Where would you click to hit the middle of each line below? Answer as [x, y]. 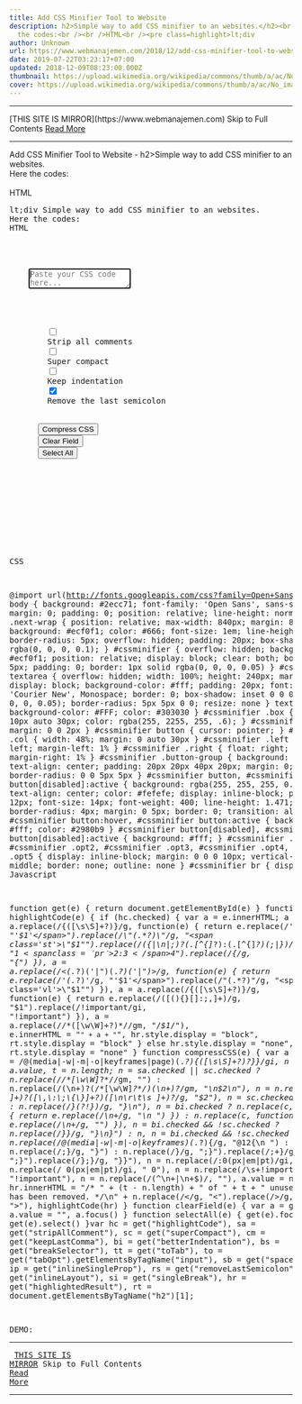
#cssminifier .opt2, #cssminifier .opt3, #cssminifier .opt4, [149, 847]
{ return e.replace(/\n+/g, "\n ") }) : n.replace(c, [130, 1115]
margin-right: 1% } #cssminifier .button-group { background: [149, 757]
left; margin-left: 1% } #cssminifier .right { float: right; [149, 748]
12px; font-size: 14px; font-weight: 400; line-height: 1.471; [151, 802]
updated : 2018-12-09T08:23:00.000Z [76, 68]
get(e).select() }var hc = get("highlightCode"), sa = [133, 1223]
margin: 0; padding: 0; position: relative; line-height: [140, 613]
